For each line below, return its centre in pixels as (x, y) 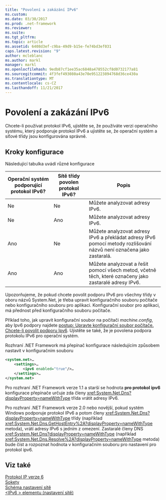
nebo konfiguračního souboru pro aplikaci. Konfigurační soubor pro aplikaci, (83, 305)
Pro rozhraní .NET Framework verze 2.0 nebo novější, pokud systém (75, 408)
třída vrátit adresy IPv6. (95, 398)
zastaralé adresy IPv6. (115, 283)
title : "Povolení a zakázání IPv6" (42, 10)
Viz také (18, 465)
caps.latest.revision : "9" (33, 51)
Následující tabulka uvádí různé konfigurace (50, 164)
